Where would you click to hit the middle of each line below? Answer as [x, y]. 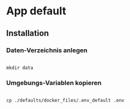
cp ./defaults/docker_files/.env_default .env [65, 101]
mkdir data [20, 68]
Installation [28, 33]
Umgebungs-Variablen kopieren [54, 83]
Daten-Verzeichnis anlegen [47, 50]
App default [36, 11]
